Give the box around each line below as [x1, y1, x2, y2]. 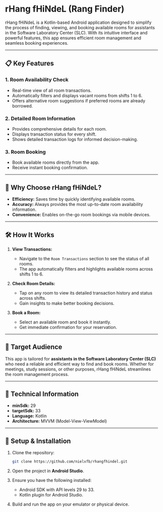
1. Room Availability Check [5, 76, 69, 83]
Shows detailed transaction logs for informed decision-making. [12, 136, 138, 142]
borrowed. [12, 103, 33, 109]
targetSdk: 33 [12, 408, 41, 414]
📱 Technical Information [5, 390, 79, 398]
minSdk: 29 [12, 403, 36, 409]
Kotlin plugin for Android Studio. [19, 492, 83, 498]
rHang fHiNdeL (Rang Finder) [5, 3, 125, 15]
